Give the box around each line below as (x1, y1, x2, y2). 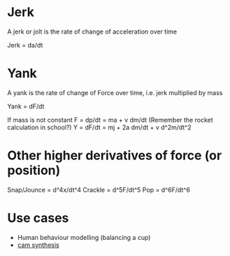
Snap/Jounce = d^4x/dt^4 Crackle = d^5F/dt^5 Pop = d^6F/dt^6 (7, 185, 191, 194)
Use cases (7, 211, 69, 226)
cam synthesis (17, 241, 59, 249)
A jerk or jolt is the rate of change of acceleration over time (7, 27, 177, 36)
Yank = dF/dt (7, 102, 45, 111)
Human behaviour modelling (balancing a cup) (17, 233, 151, 241)
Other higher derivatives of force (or (7, 148, 222, 164)
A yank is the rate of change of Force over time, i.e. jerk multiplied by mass (7, 88, 223, 97)
